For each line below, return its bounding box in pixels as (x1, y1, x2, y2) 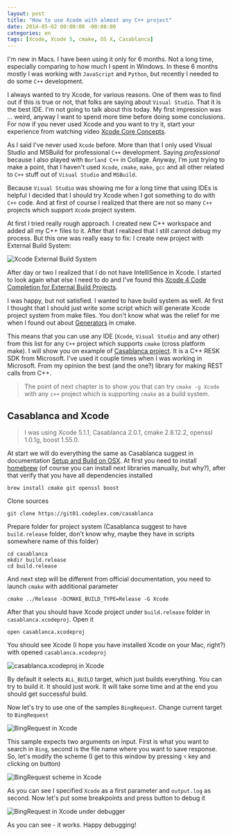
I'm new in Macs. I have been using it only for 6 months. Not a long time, (7, 55, 214, 63)
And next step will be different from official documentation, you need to (7, 574, 212, 583)
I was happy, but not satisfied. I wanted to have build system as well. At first (7, 296, 224, 305)
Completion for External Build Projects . (7, 283, 118, 291)
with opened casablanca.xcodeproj (7, 648, 107, 656)
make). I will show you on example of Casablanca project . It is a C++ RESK (7, 347, 221, 355)
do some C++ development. (7, 77, 85, 85)
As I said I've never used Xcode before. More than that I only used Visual (7, 141, 213, 149)
